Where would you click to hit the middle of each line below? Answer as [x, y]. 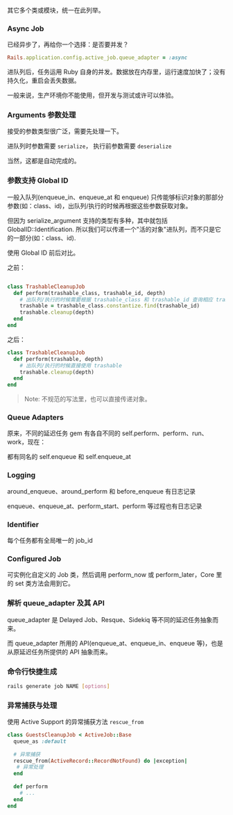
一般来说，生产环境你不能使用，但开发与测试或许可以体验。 [92, 95]
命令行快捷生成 [32, 671]
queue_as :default [40, 741]
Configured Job [34, 559]
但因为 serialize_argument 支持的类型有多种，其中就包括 [87, 220]
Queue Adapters [35, 417]
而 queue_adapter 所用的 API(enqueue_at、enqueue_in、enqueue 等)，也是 [115, 643]
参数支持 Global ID [38, 180]
